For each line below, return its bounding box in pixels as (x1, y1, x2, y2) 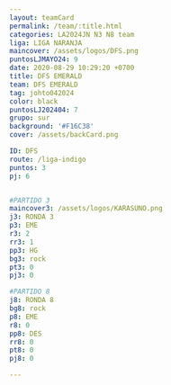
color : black (9, 96, 58, 106)
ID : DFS (9, 147, 39, 156)
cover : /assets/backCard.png (9, 130, 119, 139)
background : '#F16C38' (9, 122, 94, 131)
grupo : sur (9, 113, 50, 122)
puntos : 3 (9, 163, 47, 172)
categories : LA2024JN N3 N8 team (9, 30, 135, 39)
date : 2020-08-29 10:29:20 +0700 (9, 64, 135, 73)
